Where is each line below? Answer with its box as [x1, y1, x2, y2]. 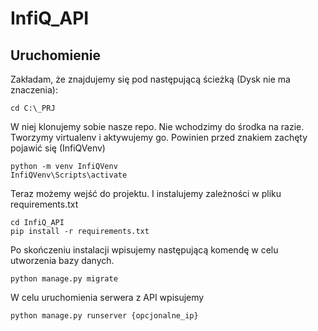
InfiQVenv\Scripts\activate [10, 170, 128, 180]
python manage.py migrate [10, 274, 118, 284]
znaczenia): [10, 84, 59, 96]
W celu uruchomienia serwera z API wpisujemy [10, 292, 205, 303]
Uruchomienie [10, 47, 101, 64]
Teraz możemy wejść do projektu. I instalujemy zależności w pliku [10, 188, 282, 199]
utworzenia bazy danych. [10, 255, 115, 266]
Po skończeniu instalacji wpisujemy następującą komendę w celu [10, 244, 279, 256]
